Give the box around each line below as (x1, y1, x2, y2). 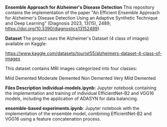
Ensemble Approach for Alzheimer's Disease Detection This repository (5, 5, 154, 10)
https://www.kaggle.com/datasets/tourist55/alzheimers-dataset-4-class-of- (5, 50, 162, 56)
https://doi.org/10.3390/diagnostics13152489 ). (5, 26, 101, 32)
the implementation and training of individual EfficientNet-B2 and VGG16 (5, 90, 154, 96)
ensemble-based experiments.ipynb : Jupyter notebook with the (5, 105, 139, 111)
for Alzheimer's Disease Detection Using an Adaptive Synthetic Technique (5, 15, 158, 21)
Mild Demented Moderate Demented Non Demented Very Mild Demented (5, 75, 156, 81)
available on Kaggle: (5, 41, 47, 47)
